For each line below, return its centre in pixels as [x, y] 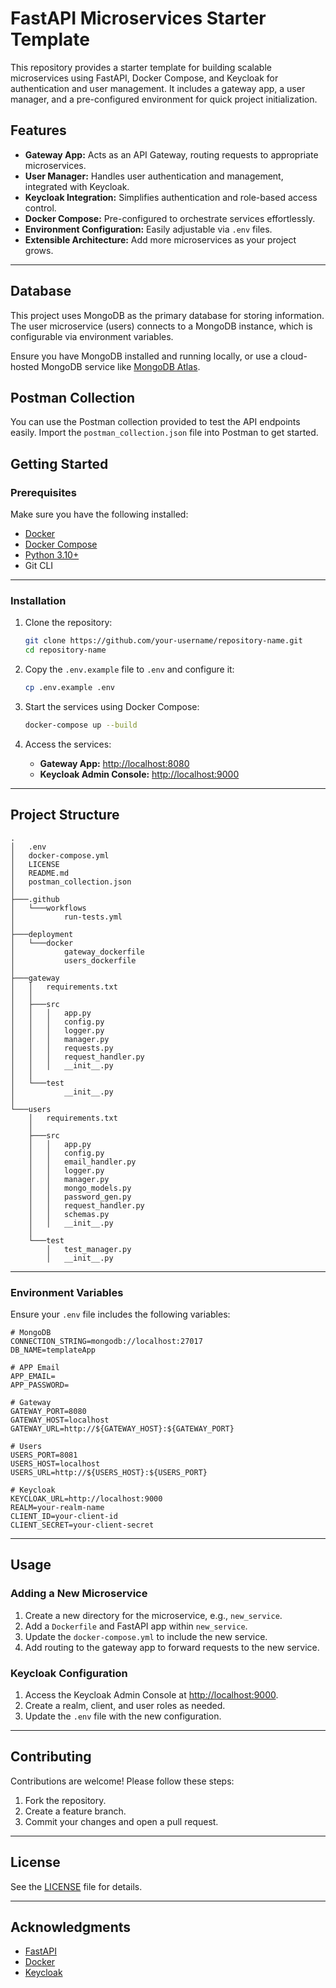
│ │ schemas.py [69, 1214]
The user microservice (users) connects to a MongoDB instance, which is [161, 326]
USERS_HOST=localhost [55, 1463]
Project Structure [65, 815]
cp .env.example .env [69, 688]
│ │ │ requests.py [62, 1048]
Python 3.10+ [52, 555]
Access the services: [68, 744]
